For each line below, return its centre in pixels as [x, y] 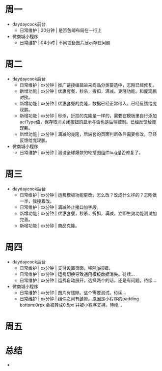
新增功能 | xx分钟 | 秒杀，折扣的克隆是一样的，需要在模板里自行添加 [88, 115]
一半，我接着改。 [37, 201]
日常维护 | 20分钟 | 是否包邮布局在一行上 [61, 30]
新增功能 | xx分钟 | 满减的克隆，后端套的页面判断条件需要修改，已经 [88, 134]
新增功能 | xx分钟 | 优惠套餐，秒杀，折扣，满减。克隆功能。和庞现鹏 [88, 91]
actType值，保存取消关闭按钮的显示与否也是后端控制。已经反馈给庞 [88, 122]
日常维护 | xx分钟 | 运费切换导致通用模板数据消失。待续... [77, 274]
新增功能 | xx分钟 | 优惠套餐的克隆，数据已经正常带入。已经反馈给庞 [88, 103]
